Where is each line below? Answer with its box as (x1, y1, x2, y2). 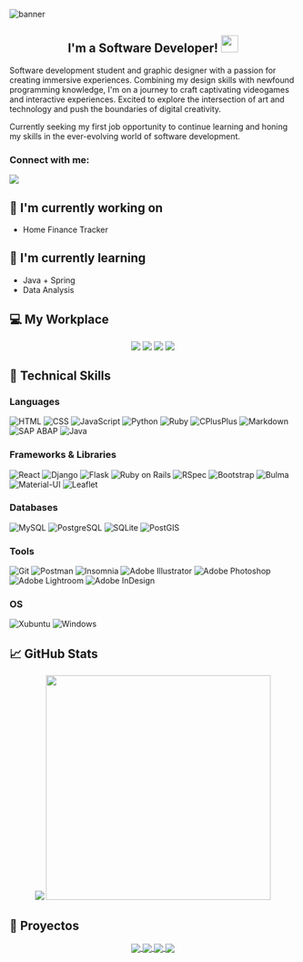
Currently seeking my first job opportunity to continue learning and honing (9, 121, 288, 132)
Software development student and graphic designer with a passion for (9, 65, 277, 76)
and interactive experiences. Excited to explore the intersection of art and (9, 94, 285, 105)
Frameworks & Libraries (9, 449, 116, 461)
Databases (9, 501, 58, 514)
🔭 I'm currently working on (9, 200, 164, 216)
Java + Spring (22, 274, 76, 286)
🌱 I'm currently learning (9, 250, 146, 266)
